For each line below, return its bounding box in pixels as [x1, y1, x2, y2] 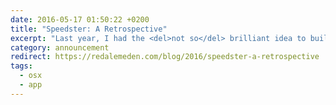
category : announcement [10, 42, 110, 53]
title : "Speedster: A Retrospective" [10, 24, 168, 34]
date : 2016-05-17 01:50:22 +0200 [10, 14, 150, 25]
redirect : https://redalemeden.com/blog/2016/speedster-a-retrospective [10, 52, 320, 62]
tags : [10, 61, 33, 71]
